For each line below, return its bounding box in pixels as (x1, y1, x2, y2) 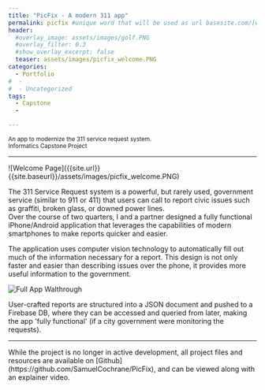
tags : (8, 92, 26, 100)
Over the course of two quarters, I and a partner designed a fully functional (8, 212, 252, 221)
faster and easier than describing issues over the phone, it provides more (8, 261, 247, 270)
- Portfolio (15, 70, 55, 78)
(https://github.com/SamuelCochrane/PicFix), (8, 364, 156, 373)
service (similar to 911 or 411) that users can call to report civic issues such (8, 195, 250, 205)
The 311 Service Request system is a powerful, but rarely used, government (8, 187, 254, 196)
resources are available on (8, 356, 95, 365)
